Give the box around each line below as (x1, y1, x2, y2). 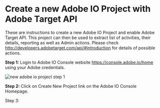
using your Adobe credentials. (5, 64, 65, 70)
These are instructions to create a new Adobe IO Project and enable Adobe (5, 29, 155, 35)
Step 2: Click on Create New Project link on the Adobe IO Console (5, 83, 137, 89)
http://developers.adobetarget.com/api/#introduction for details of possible (5, 45, 156, 51)
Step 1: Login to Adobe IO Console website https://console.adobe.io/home (5, 59, 154, 65)
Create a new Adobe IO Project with (5, 3, 151, 14)
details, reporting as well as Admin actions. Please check (5, 40, 119, 45)
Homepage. (5, 88, 29, 94)
